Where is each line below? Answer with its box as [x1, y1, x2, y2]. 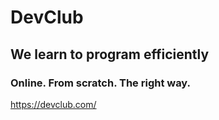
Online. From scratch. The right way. [10, 76, 192, 90]
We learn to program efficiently [10, 46, 210, 63]
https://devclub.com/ [10, 98, 97, 110]
